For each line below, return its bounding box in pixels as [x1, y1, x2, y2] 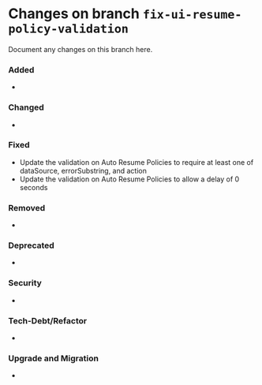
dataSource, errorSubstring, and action [19, 166, 148, 175]
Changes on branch [8, 5, 140, 23]
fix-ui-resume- [142, 7, 242, 22]
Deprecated [8, 240, 55, 251]
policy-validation [8, 21, 129, 36]
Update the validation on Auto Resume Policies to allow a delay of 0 [19, 174, 240, 184]
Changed [8, 102, 45, 113]
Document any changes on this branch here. [8, 44, 153, 54]
